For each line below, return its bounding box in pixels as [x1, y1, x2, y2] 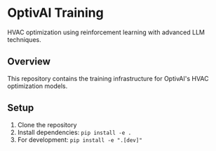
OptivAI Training [7, 5, 104, 21]
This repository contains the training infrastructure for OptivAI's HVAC [7, 74, 209, 82]
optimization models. [7, 82, 68, 90]
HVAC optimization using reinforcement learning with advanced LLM [7, 28, 205, 36]
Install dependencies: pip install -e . [17, 128, 132, 136]
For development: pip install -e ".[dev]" [17, 135, 142, 144]
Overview [7, 56, 51, 68]
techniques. [7, 35, 41, 43]
